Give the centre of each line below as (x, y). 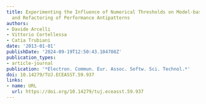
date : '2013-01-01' (31, 46)
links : (15, 80)
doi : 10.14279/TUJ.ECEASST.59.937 (51, 75)
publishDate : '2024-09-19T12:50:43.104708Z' (64, 52)
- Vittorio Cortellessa (37, 35)
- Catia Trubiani (29, 40)
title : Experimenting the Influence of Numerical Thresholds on (90, 12)
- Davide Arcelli (29, 29)
